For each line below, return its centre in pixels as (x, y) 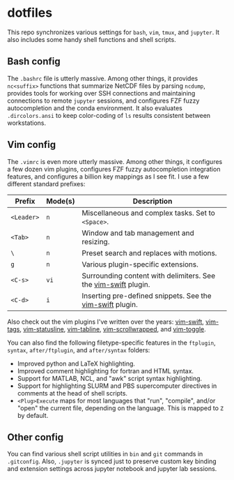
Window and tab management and (138, 233)
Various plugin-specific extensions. (140, 264)
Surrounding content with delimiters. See (149, 276)
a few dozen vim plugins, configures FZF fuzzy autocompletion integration (114, 169)
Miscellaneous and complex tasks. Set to (149, 213)
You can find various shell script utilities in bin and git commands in (105, 454)
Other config (36, 437)
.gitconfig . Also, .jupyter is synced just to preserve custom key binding (112, 461)
